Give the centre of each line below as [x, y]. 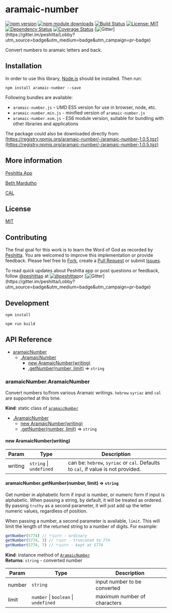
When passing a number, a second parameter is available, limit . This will [83, 521]
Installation [24, 66]
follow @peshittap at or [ [46, 276]
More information [34, 161]
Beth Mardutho [21, 183]
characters [109, 603]
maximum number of [121, 597]
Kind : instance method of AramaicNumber [48, 555]
